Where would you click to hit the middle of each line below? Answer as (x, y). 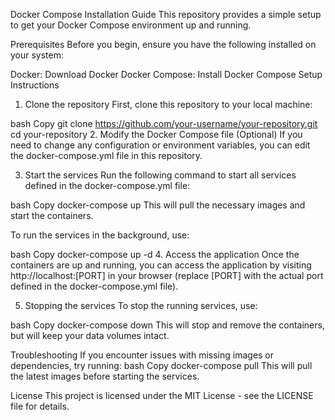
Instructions (35, 85)
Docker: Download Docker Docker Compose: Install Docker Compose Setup (166, 74)
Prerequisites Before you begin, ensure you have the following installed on (163, 44)
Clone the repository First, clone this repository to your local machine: (168, 104)
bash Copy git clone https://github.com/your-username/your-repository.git (164, 123)
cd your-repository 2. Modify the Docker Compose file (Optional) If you (156, 134)
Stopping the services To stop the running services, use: (141, 305)
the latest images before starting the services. (105, 376)
